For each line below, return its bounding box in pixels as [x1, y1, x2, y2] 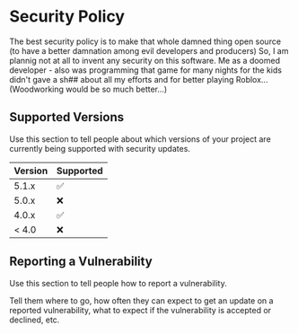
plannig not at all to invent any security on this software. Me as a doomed [9, 55, 281, 66]
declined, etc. [9, 314, 60, 325]
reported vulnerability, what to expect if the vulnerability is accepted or [9, 304, 272, 315]
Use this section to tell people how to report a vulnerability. [9, 277, 227, 288]
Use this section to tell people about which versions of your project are [9, 133, 271, 145]
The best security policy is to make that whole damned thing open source [9, 36, 281, 47]
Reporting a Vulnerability [9, 254, 153, 269]
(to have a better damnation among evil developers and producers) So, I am [9, 45, 289, 56]
